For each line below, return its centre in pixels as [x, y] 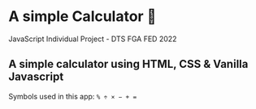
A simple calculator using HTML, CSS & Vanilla [128, 64]
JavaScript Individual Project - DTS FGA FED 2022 [93, 39]
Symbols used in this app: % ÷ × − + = [73, 96]
